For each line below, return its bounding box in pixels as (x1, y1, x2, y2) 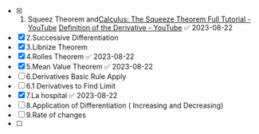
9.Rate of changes (26, 110, 86, 120)
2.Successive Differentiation (26, 33, 119, 42)
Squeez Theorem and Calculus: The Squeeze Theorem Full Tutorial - (27, 14, 251, 24)
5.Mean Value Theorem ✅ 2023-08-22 (26, 62, 153, 71)
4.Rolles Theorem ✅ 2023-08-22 (26, 52, 135, 61)
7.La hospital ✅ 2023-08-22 (26, 91, 118, 100)
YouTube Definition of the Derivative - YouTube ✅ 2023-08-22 (27, 23, 233, 32)
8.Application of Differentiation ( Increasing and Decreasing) (26, 100, 224, 110)
